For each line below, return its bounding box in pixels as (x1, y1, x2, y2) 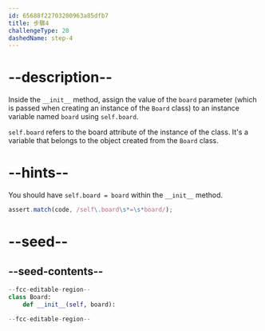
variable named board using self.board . (8, 112, 139, 122)
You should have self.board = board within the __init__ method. (8, 190, 223, 200)
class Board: (8, 293, 52, 301)
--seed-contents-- (8, 265, 104, 278)
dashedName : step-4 (8, 34, 73, 42)
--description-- (8, 69, 113, 86)
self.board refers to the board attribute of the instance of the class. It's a (8, 127, 249, 137)
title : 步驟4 (8, 19, 49, 27)
